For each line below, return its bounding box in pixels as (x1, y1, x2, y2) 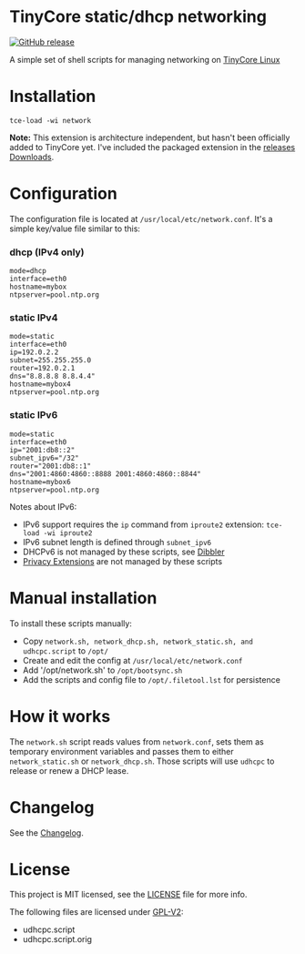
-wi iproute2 (43, 528, 93, 538)
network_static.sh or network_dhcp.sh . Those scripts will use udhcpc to (9, 756, 275, 766)
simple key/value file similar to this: (9, 223, 141, 234)
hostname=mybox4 (9, 380, 71, 389)
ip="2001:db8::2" (9, 445, 76, 454)
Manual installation (9, 587, 158, 608)
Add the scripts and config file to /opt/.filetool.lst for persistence (22, 674, 280, 685)
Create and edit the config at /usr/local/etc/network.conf (22, 655, 243, 665)
